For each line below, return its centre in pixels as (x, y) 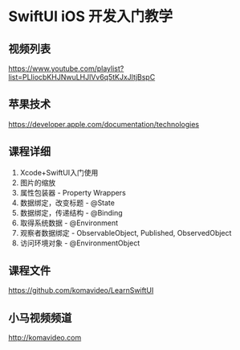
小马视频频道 (40, 317)
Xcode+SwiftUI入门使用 (59, 172)
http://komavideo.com (45, 338)
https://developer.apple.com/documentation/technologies (104, 124)
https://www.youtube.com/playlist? (66, 68)
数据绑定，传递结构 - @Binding (71, 212)
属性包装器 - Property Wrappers (73, 192)
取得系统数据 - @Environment (69, 223)
